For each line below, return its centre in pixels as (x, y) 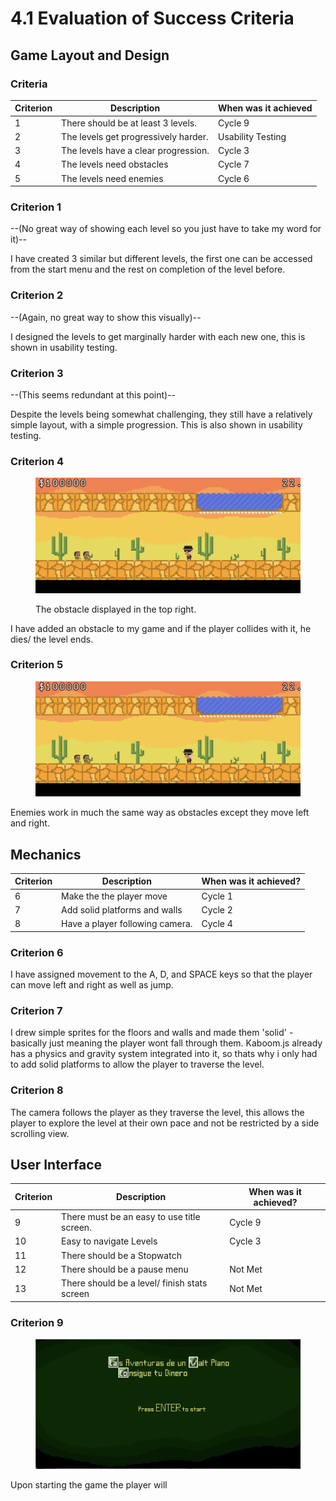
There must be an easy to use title (131, 1217)
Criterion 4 (37, 461)
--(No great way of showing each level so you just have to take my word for (166, 229)
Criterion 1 (36, 207)
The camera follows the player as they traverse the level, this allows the (157, 1112)
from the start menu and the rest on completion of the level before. (148, 269)
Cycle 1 (217, 896)
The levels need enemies (112, 178)
